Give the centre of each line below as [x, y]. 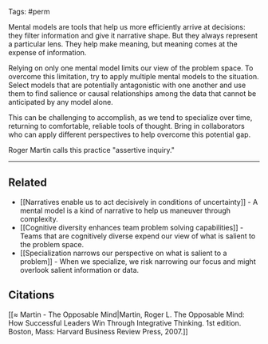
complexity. [39, 218]
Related [28, 183]
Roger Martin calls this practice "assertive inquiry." [92, 150]
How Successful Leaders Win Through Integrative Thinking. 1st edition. [125, 322]
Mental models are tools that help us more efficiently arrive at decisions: [127, 27]
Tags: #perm [29, 12]
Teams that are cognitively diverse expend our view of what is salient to [138, 236]
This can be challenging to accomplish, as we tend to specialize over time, [130, 118]
